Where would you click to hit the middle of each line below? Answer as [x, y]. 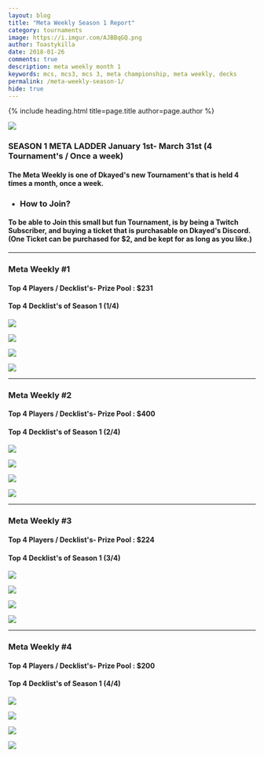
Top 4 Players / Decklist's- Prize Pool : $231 [81, 288]
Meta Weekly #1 [39, 269]
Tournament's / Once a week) [66, 156]
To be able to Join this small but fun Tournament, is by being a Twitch [123, 222]
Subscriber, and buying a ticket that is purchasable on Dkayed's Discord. [130, 231]
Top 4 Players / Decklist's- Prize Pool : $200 [82, 666]
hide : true [26, 89]
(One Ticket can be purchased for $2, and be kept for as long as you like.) [130, 239]
